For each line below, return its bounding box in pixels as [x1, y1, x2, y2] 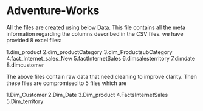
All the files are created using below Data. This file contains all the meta [6, 24, 185, 31]
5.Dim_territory [6, 98, 44, 105]
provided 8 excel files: [6, 36, 62, 44]
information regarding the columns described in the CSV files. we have [6, 30, 184, 37]
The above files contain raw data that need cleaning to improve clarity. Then [6, 73, 198, 80]
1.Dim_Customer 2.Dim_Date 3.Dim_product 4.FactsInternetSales [6, 91, 168, 98]
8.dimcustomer [6, 61, 44, 69]
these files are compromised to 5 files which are [6, 79, 127, 87]
